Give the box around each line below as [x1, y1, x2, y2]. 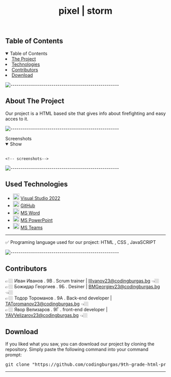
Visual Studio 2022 [20, 195, 61, 202]
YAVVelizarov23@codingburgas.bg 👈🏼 [5, 312, 88, 318]
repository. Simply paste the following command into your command [5, 346, 149, 352]
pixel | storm [58, 5, 113, 17]
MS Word [20, 210, 40, 216]
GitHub [20, 203, 36, 209]
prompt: [5, 352, 22, 358]
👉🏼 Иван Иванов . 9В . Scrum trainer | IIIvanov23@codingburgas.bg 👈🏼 [5, 278, 159, 284]
